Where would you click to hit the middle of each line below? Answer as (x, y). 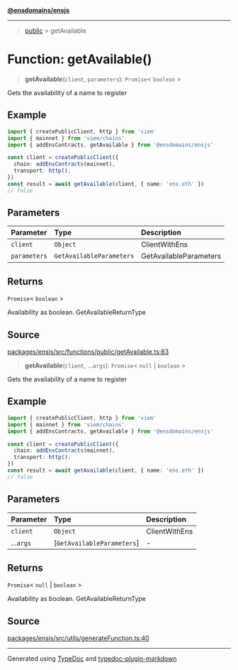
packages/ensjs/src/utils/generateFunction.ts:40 (79, 638)
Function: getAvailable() (80, 59)
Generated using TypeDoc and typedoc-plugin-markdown (92, 659)
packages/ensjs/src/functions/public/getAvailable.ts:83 (88, 352)
